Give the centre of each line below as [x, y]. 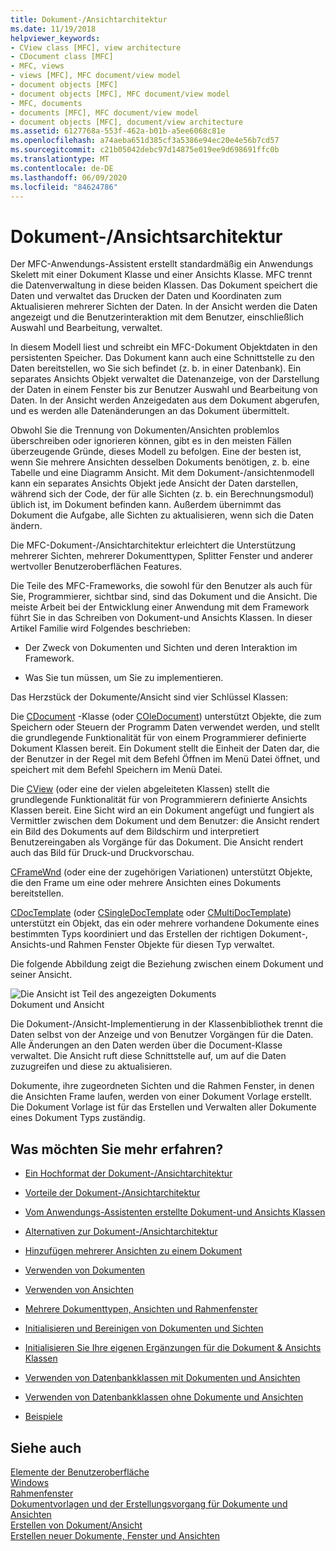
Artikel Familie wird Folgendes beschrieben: [100, 628]
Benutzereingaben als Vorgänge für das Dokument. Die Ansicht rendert [157, 842]
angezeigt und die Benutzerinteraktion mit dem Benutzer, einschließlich [157, 317]
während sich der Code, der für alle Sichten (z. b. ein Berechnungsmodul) [162, 494]
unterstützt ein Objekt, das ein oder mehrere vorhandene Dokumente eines [165, 923]
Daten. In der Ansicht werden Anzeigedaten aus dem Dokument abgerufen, [165, 400]
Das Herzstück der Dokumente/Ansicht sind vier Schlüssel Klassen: [149, 697]
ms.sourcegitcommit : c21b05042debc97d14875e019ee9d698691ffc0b [145, 150]
